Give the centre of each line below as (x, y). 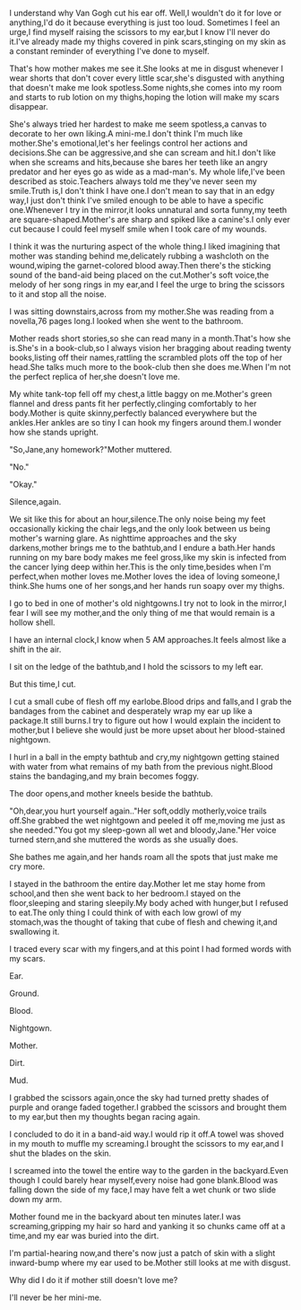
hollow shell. (32, 622)
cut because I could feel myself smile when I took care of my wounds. (138, 229)
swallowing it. (34, 932)
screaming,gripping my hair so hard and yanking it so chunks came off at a (147, 1226)
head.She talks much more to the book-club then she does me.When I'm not (150, 367)
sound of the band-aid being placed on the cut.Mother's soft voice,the (139, 275)
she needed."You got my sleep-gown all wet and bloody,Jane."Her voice (143, 830)
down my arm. (36, 1199)
